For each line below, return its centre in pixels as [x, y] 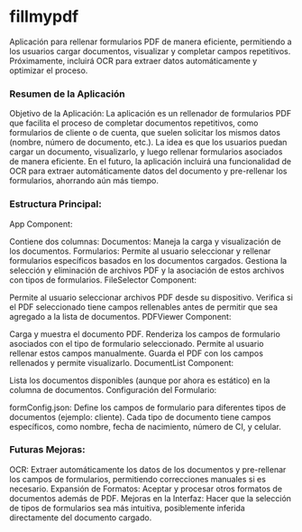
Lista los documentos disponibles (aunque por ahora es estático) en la [140, 380]
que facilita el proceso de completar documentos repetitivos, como [134, 123]
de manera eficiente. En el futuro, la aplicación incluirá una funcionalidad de [150, 162]
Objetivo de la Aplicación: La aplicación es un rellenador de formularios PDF [150, 114]
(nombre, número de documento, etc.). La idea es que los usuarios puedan [148, 143]
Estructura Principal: [55, 204]
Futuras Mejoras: [47, 450]
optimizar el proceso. [49, 70]
